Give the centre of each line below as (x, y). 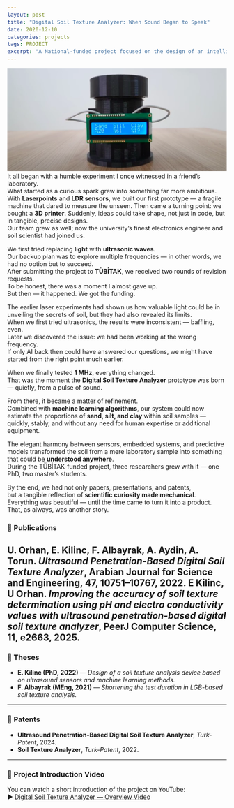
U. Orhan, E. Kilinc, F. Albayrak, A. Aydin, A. (103, 551)
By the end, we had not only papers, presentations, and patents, (99, 487)
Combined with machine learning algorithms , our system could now (106, 408)
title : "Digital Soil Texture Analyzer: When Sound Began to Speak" (109, 22)
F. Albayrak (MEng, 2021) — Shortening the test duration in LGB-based (120, 687)
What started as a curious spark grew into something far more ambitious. (112, 191)
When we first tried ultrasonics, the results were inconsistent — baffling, (111, 322)
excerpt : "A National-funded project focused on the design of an (106, 52)
